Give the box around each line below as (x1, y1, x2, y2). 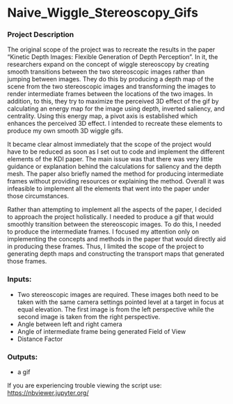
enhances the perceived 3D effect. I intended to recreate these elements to (7, 120, 223, 128)
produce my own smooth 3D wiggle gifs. (7, 127, 124, 135)
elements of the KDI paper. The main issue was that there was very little (7, 155, 214, 163)
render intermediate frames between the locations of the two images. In (7, 90, 214, 98)
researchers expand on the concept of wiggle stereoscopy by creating (7, 60, 209, 69)
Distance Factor (17, 334, 63, 343)
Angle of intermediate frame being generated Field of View (17, 327, 186, 335)
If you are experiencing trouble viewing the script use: (7, 381, 162, 390)
